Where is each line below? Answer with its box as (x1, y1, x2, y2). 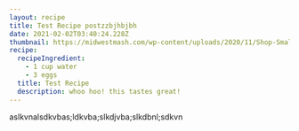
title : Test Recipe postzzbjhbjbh (9, 21, 138, 30)
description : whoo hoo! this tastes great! (17, 87, 181, 96)
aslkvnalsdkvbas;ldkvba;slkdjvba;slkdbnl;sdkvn (9, 112, 183, 122)
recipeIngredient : (17, 54, 86, 63)
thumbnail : (9, 37, 50, 47)
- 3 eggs (25, 71, 58, 80)
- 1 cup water (25, 63, 77, 72)
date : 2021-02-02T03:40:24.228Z (9, 29, 129, 38)
